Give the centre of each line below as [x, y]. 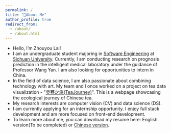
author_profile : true [28, 19]
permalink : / [19, 10]
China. [19, 75]
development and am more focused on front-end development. [79, 114]
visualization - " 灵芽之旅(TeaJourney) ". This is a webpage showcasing [87, 92]
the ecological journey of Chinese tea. [53, 98]
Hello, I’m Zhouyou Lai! [37, 48]
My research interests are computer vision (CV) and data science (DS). [87, 103]
